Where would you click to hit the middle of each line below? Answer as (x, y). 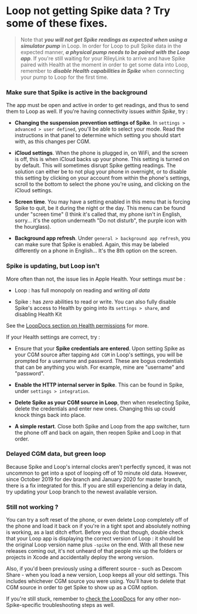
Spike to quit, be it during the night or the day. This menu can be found (100, 208)
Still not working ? (32, 507)
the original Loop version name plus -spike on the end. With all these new (95, 545)
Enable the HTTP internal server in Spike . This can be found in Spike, (99, 385)
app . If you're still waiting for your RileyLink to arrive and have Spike (103, 58)
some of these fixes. (57, 23)
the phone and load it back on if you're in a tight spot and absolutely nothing (98, 526)
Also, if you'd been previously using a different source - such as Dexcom (94, 569)
